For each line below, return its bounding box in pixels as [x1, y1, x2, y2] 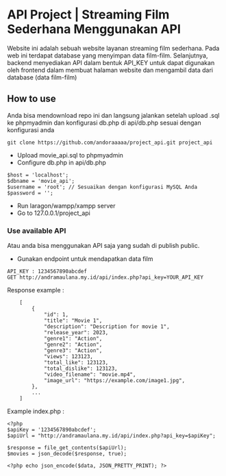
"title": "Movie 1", [43, 317, 103, 325]
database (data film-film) [7, 73, 77, 82]
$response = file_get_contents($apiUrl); [7, 444, 127, 451]
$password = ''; [7, 189, 53, 197]
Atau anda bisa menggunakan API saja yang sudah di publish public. [7, 242, 200, 250]
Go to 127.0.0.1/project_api [16, 209, 90, 217]
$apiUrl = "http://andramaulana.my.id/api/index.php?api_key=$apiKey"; [7, 432, 216, 440]
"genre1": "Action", [43, 336, 103, 342]
